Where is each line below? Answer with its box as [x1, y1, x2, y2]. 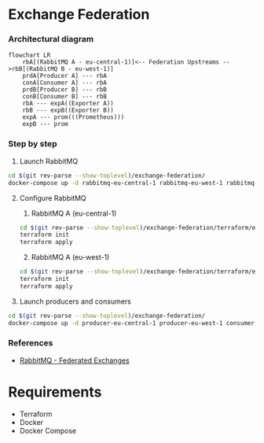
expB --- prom [22, 120, 68, 128]
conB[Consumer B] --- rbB [22, 93, 108, 101]
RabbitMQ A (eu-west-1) [31, 253, 110, 262]
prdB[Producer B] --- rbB [22, 86, 108, 94]
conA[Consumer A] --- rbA [22, 79, 108, 87]
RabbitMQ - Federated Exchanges [19, 356, 130, 365]
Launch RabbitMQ [19, 156, 79, 166]
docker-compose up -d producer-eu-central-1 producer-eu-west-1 [8, 319, 223, 327]
